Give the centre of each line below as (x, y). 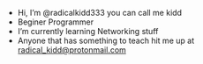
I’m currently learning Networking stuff (88, 31)
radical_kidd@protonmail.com (71, 50)
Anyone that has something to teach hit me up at (106, 40)
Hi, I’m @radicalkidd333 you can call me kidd (100, 13)
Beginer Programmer (56, 22)
